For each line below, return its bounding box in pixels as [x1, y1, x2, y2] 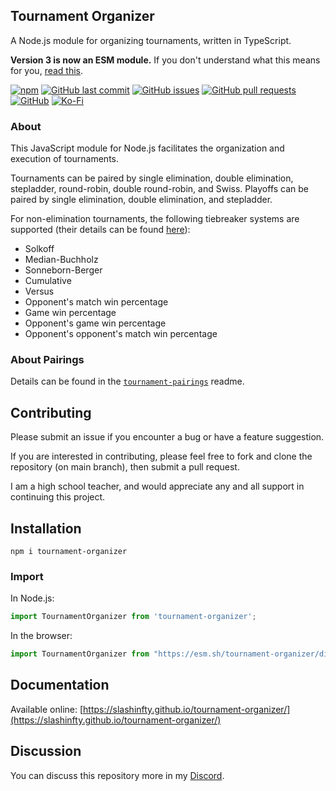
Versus [24, 285, 55, 298]
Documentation [10, 677, 110, 694]
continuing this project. [10, 491, 106, 503]
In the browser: [10, 630, 73, 642]
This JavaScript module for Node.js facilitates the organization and [10, 142, 285, 154]
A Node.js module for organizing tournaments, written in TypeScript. [10, 34, 292, 46]
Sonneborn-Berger [24, 264, 103, 276]
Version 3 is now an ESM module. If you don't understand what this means [10, 54, 321, 66]
